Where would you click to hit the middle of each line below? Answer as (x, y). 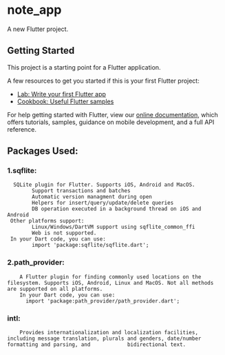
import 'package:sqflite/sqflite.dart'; (90, 245)
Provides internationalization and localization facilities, (109, 333)
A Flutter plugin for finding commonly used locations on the (110, 277)
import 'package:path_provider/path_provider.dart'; (103, 301)
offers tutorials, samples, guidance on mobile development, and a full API (111, 122)
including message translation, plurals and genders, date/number (104, 339)
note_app (34, 10)
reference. (22, 129)
